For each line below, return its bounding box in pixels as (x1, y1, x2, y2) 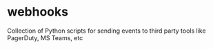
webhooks (7, 4, 69, 20)
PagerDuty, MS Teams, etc (7, 33, 83, 42)
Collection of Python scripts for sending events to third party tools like (7, 27, 206, 35)
